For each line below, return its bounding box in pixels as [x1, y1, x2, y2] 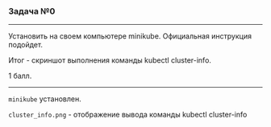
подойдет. [8, 40, 43, 50]
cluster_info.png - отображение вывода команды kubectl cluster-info [8, 110, 248, 120]
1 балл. [8, 71, 32, 81]
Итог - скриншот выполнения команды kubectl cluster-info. [8, 55, 212, 65]
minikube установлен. [8, 94, 82, 104]
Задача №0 [8, 6, 56, 17]
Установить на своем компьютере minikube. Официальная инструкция [8, 31, 252, 41]
